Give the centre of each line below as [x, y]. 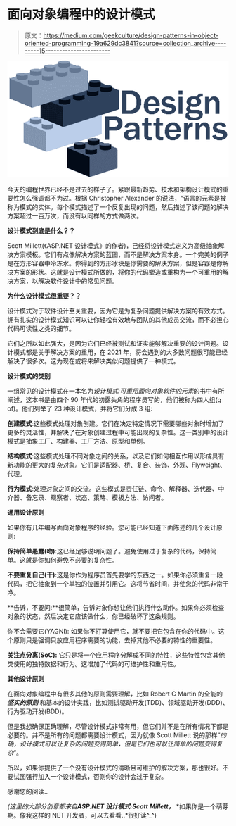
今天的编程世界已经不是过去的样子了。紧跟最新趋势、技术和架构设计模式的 [115, 189]
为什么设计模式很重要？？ [44, 296]
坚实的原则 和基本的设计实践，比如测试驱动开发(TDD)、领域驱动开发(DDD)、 [118, 702]
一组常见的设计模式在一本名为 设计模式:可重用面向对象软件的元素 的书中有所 [116, 391]
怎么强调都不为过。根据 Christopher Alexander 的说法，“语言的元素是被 [123, 198]
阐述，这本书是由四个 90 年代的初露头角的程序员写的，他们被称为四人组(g [114, 399]
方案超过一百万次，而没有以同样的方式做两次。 [75, 215]
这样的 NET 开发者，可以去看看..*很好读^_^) [94, 815]
